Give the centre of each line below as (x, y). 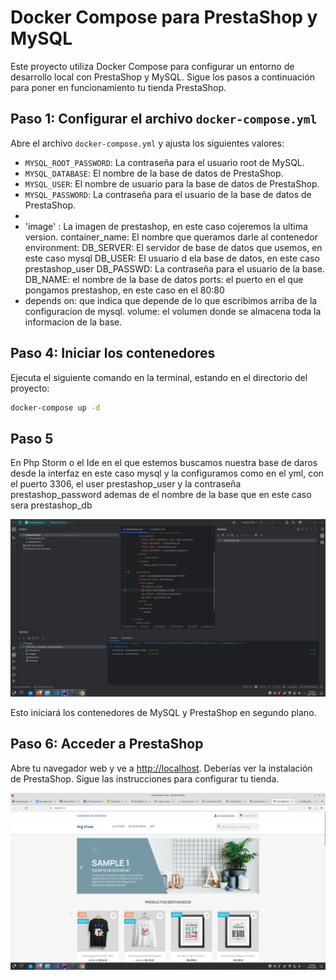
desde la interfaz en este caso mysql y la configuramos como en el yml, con (167, 473)
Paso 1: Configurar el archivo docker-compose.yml (164, 119)
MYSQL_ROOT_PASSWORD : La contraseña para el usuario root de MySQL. (164, 162)
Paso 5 (32, 438)
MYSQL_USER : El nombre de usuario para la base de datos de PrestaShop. (172, 183)
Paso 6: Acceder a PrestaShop (107, 744)
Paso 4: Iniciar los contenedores (113, 353)
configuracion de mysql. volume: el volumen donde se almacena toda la (173, 311)
